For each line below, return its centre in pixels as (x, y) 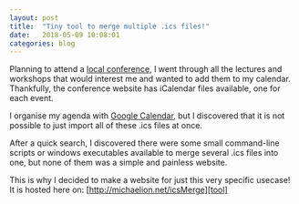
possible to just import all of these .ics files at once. (106, 126)
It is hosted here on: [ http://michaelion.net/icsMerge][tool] (119, 190)
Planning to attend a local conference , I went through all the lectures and (146, 69)
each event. (31, 98)
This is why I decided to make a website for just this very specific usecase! (150, 180)
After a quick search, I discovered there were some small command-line (144, 143)
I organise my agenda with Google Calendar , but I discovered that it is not (147, 116)
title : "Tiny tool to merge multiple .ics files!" (109, 26)
